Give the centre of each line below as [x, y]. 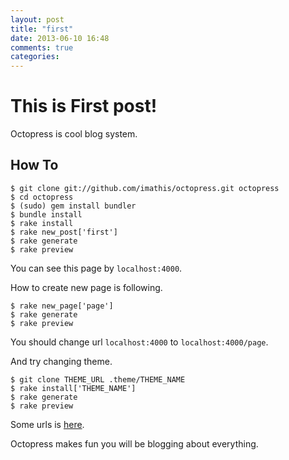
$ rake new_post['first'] [64, 232]
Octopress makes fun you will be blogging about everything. [134, 443]
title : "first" [42, 29]
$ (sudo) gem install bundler [73, 206]
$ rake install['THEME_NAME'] [73, 388]
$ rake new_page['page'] [62, 306]
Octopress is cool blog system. [74, 134]
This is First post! [84, 106]
